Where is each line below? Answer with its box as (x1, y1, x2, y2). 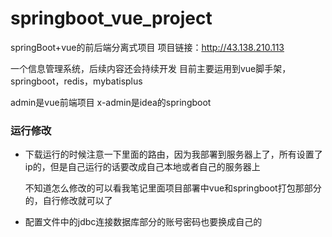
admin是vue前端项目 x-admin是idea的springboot (10, 96, 212, 108)
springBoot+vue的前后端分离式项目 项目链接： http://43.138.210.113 (10, 41, 285, 53)
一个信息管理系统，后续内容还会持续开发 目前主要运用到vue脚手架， (10, 62, 292, 74)
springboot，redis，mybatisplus (10, 75, 143, 87)
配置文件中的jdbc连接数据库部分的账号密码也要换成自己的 (24, 216, 263, 228)
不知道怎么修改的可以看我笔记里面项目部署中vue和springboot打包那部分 (24, 182, 322, 194)
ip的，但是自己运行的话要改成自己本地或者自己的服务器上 (24, 161, 261, 173)
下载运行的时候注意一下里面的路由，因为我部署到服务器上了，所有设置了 (24, 148, 323, 161)
